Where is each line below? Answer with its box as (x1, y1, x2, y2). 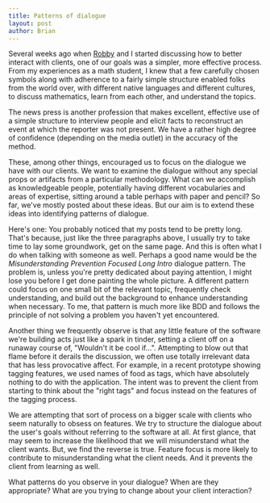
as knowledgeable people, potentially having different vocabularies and (8, 183, 246, 193)
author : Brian (8, 27, 56, 35)
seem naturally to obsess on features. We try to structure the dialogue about (8, 419, 262, 429)
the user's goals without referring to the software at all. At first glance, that (8, 427, 256, 437)
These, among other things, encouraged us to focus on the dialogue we (8, 157, 247, 167)
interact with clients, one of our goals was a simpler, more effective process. (8, 57, 262, 67)
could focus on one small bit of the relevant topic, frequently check (8, 284, 231, 295)
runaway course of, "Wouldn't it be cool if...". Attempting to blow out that (8, 343, 248, 353)
